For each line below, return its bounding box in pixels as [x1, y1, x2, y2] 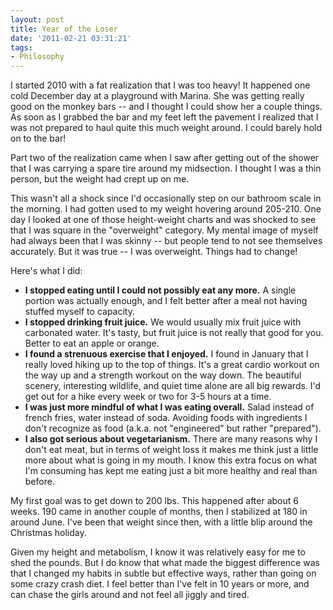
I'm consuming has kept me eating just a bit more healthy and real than [24, 465, 318, 477]
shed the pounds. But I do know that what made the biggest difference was [10, 557, 320, 569]
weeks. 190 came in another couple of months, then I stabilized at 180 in [10, 506, 308, 518]
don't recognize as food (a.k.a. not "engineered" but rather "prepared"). [24, 422, 322, 435]
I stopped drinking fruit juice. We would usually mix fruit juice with [24, 316, 302, 328]
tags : [10, 42, 33, 53]
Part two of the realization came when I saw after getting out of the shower [10, 152, 320, 164]
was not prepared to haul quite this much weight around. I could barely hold [10, 122, 322, 134]
